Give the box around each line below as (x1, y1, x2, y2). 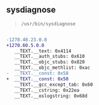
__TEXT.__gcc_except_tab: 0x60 (14, 81, 94, 87)
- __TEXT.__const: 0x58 (6, 71, 69, 77)
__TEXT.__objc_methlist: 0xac (14, 65, 91, 71)
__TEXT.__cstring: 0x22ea (14, 87, 80, 93)
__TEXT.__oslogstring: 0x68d (14, 93, 88, 99)
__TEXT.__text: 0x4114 (14, 48, 71, 54)
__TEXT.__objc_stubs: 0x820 (14, 59, 85, 65)
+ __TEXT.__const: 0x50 (6, 75, 69, 82)
